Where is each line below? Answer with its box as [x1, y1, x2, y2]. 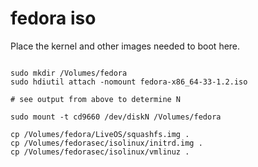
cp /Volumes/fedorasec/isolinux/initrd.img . [10, 138, 203, 148]
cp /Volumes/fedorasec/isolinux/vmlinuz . [10, 147, 190, 157]
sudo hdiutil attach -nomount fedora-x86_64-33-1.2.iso [10, 77, 248, 87]
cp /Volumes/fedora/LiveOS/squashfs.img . [10, 129, 190, 139]
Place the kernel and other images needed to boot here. [10, 40, 241, 52]
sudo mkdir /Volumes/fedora [10, 68, 128, 78]
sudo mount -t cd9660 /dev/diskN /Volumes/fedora [10, 112, 222, 122]
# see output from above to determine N [10, 94, 182, 104]
